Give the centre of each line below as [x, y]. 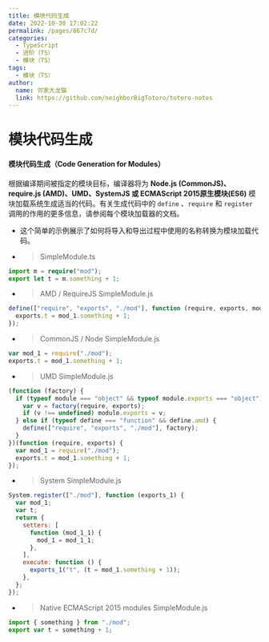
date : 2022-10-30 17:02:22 [53, 23]
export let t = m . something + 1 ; [64, 279]
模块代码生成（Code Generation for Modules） [87, 164]
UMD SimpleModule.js [76, 376]
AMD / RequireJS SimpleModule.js [96, 294]
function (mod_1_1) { [66, 533]
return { [30, 518]
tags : [17, 68]
